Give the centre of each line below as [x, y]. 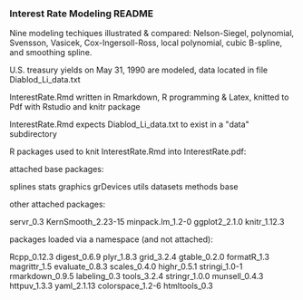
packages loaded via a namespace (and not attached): [111, 239]
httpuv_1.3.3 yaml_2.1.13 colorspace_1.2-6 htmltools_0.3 [111, 286]
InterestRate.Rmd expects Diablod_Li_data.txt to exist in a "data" [129, 124]
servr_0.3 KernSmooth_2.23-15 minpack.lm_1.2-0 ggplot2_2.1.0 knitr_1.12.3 [147, 222]
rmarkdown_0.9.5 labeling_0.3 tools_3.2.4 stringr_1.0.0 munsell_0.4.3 [137, 276]
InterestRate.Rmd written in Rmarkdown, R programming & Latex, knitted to [149, 97]
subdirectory [33, 134]
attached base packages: [57, 169]
